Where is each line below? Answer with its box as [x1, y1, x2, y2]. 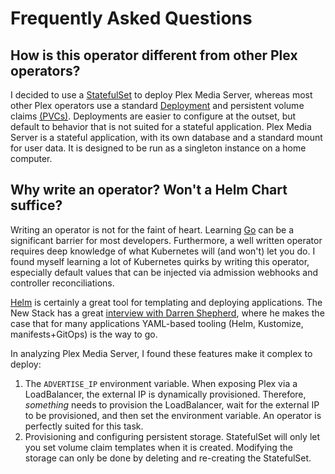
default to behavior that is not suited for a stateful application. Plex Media [10, 121, 312, 132]
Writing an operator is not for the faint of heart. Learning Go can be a [10, 223, 295, 236]
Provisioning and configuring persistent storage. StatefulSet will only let [24, 430, 321, 442]
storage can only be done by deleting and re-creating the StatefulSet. [24, 452, 312, 464]
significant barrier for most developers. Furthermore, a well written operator [10, 234, 323, 246]
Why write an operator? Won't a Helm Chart [10, 182, 288, 199]
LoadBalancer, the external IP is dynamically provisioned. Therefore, [24, 388, 307, 400]
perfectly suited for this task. [24, 420, 144, 432]
